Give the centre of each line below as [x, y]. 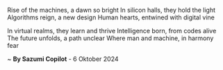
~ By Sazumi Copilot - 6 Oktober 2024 [63, 59]
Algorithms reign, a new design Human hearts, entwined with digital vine [111, 17]
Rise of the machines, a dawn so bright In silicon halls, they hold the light [111, 10]
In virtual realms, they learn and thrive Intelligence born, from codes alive [112, 31]
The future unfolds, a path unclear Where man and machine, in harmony [110, 38]
